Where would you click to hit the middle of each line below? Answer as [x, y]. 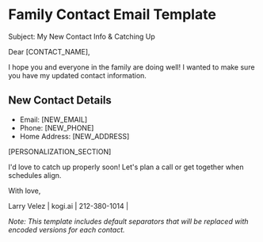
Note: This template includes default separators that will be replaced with [128, 221]
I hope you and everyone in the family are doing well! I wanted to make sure [131, 67]
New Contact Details [60, 100]
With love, [25, 191]
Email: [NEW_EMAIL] [53, 119]
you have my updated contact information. [77, 75]
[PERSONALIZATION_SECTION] [60, 151]
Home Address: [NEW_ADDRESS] [74, 136]
